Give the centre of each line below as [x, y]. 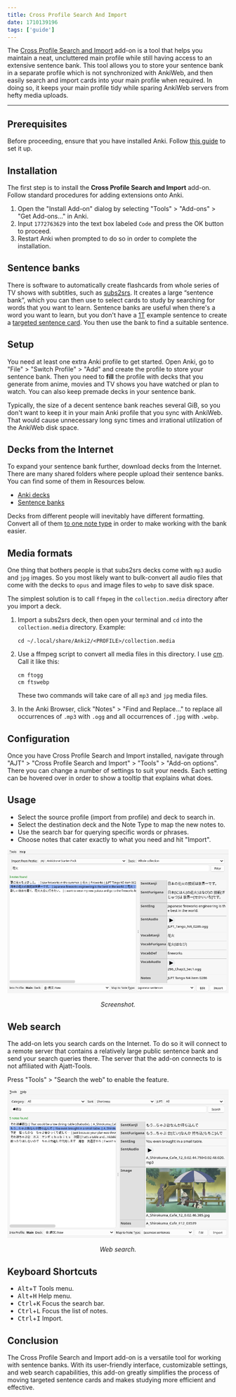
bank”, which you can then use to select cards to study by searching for [111, 300]
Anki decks [34, 495]
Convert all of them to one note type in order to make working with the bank [117, 523]
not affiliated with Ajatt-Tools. [50, 1066]
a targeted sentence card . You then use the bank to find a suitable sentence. [118, 322]
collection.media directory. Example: [72, 627]
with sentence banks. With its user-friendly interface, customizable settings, [118, 1365]
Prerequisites [37, 124]
